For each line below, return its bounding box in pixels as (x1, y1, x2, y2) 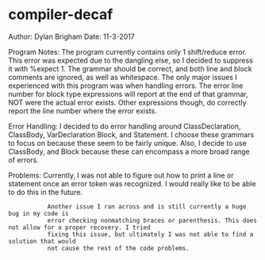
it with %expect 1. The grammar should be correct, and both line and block (8, 63, 252, 73)
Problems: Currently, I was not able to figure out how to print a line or (8, 170, 234, 180)
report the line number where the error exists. (8, 105, 157, 116)
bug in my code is (8, 209, 69, 217)
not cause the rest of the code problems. (47, 244, 190, 252)
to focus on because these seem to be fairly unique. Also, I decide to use (8, 138, 248, 147)
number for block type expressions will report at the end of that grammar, (8, 89, 248, 98)
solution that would (8, 237, 77, 245)
